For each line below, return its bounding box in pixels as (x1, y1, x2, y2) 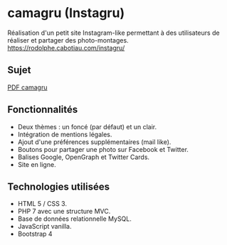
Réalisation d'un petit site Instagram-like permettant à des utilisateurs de (7, 28, 220, 37)
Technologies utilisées (7, 180, 110, 192)
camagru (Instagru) (7, 5, 125, 21)
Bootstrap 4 (17, 229, 53, 239)
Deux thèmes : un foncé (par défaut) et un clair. (17, 122, 157, 131)
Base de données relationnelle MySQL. (17, 214, 132, 223)
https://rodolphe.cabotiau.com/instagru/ (7, 43, 125, 52)
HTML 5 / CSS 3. (17, 200, 68, 208)
